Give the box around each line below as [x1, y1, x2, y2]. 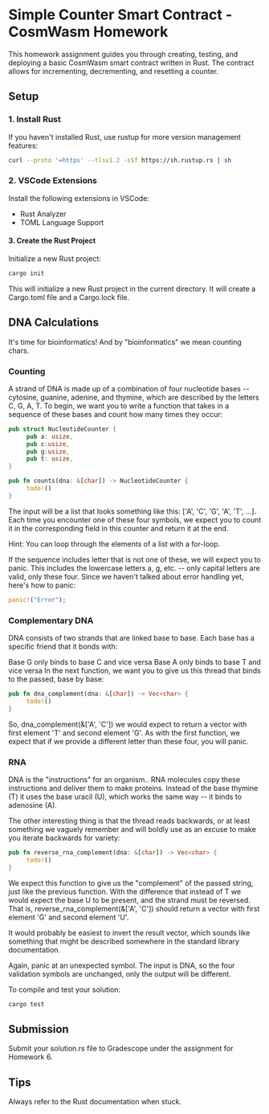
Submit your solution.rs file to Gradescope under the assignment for [8, 1043, 234, 1054]
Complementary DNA [8, 615, 94, 626]
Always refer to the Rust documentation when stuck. [8, 1097, 182, 1107]
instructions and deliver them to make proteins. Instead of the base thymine [8, 783, 259, 792]
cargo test [8, 1000, 45, 1008]
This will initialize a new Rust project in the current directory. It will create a [8, 284, 256, 293]
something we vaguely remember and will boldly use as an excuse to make [8, 824, 257, 833]
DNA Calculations [8, 316, 99, 330]
